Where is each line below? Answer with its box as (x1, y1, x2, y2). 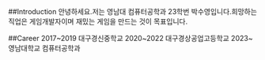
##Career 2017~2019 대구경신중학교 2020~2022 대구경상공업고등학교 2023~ (8, 34, 253, 43)
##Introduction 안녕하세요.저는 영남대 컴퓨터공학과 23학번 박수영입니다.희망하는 (8, 7, 257, 16)
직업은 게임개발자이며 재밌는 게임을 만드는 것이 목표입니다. (8, 17, 188, 26)
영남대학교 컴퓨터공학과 (8, 43, 81, 53)
